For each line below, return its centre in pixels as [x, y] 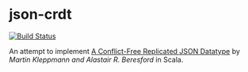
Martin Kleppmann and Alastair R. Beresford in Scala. [96, 59]
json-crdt [40, 14]
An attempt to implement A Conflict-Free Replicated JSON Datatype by [125, 51]
